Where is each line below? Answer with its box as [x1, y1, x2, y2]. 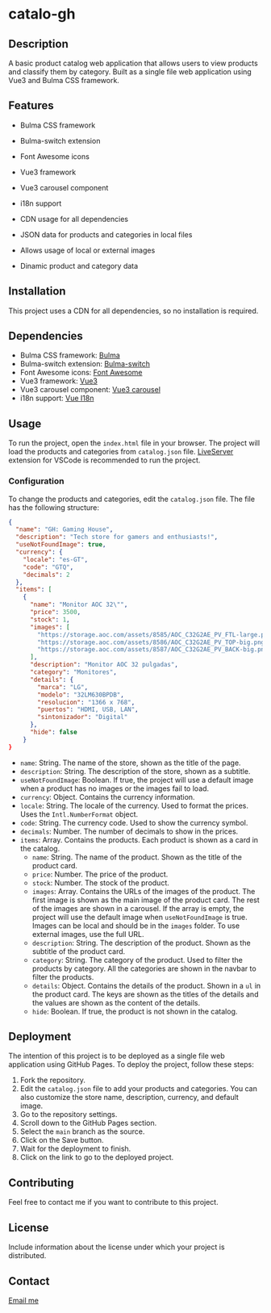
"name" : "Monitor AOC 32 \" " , [29, 600, 128, 609]
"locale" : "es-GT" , [23, 555, 89, 563]
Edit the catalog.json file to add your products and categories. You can [19, 1084, 258, 1093]
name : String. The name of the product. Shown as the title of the [31, 852, 242, 862]
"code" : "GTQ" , [23, 562, 74, 571]
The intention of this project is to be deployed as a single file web [8, 1051, 226, 1061]
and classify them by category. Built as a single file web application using [8, 67, 252, 77]
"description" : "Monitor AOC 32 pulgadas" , [29, 661, 179, 669]
